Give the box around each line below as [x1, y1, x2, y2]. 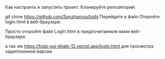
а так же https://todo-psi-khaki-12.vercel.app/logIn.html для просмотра [5, 43, 154, 49]
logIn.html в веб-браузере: [5, 19, 61, 25]
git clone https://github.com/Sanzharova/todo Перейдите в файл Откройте [5, 14, 160, 19]
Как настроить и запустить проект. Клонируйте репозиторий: [5, 4, 136, 10]
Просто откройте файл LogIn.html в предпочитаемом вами [5, 29, 130, 34]
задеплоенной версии [5, 49, 52, 54]
